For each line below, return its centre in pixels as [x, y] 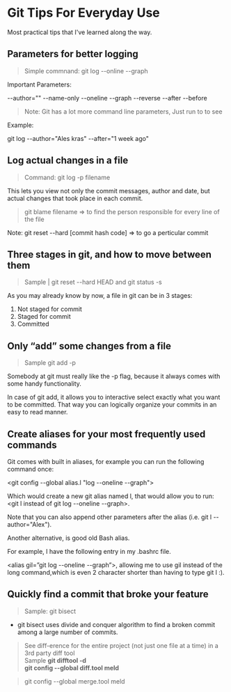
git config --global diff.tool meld [72, 668]
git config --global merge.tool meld [74, 681]
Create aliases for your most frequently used [106, 434]
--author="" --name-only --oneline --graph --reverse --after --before [107, 98]
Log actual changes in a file [68, 161]
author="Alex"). [30, 524]
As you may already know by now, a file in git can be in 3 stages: [100, 296]
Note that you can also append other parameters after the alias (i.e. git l [110, 517]
